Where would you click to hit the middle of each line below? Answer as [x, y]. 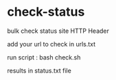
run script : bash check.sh [44, 57]
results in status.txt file [39, 70]
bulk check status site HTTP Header [58, 31]
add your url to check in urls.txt [51, 44]
